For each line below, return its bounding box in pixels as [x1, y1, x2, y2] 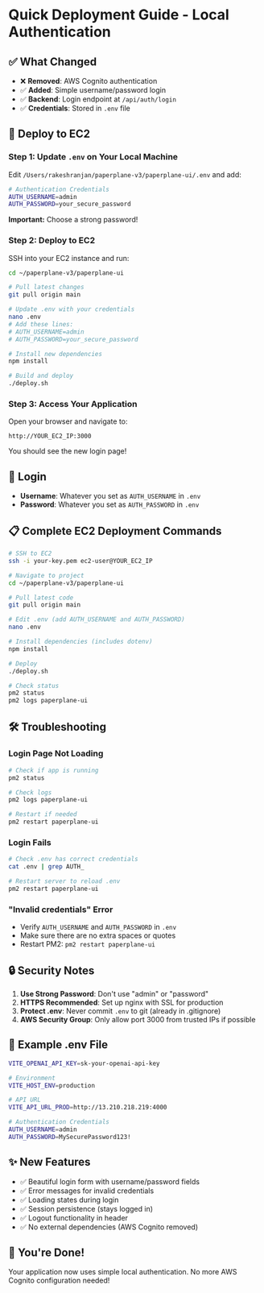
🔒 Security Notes [8, 964, 95, 977]
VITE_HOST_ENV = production [8, 1081, 95, 1089]
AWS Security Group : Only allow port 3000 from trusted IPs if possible [19, 1015, 256, 1024]
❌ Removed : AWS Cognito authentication [19, 77, 158, 85]
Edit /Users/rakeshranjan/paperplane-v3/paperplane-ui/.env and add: [8, 169, 241, 179]
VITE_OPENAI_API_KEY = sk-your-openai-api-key [8, 1059, 160, 1067]
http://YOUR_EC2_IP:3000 [8, 433, 92, 441]
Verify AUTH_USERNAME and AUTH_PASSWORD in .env [19, 922, 177, 932]
